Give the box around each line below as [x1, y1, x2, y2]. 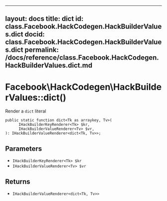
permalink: [24, 46, 59, 54]
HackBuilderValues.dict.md [5, 61, 93, 70]
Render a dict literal [5, 108, 46, 114]
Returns [5, 177, 31, 186]
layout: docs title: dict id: [5, 14, 83, 23]
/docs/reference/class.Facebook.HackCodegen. [5, 53, 159, 62]
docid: [24, 30, 45, 39]
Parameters [5, 144, 42, 153]
